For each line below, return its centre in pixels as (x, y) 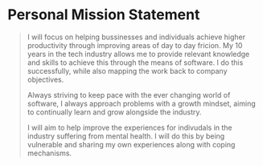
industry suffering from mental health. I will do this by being (126, 136)
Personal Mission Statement (104, 15)
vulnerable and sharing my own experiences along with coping (131, 144)
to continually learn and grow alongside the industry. (114, 112)
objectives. (45, 79)
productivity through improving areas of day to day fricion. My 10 (135, 45)
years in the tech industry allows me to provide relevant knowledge (138, 54)
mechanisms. (49, 153)
